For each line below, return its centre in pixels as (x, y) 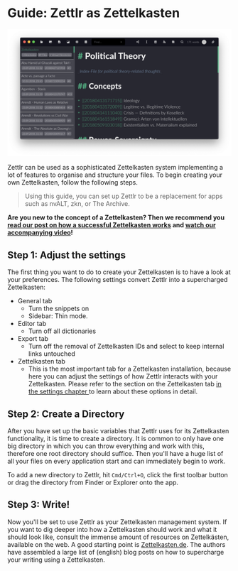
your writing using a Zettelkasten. (56, 560)
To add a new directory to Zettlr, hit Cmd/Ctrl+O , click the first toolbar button (118, 475)
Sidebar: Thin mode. (58, 316)
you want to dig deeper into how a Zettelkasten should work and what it (112, 529)
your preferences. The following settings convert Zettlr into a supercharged (118, 280)
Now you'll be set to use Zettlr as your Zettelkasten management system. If (117, 522)
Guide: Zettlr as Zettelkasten (93, 13)
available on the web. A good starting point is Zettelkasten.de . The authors (117, 544)
